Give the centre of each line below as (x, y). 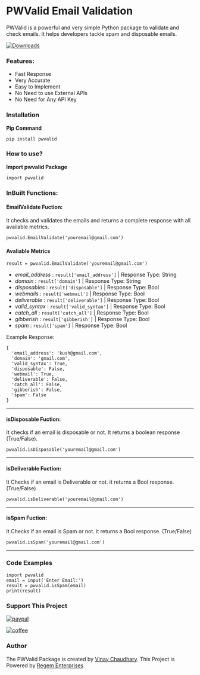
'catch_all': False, (37, 385)
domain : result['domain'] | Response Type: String (78, 281)
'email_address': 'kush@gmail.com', (57, 353)
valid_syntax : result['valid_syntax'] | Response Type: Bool (90, 307)
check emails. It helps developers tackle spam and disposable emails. (92, 33)
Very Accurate (32, 80)
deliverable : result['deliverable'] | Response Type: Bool (87, 300)
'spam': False (29, 395)
